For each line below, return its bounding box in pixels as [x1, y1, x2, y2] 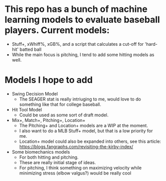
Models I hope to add [4, 75, 93, 86]
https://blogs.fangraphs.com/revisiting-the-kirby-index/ [19, 143, 134, 150]
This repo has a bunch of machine [4, 3, 148, 15]
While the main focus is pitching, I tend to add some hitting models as [11, 51, 155, 58]
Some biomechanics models [11, 149, 70, 155]
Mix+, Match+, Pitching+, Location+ [11, 117, 85, 123]
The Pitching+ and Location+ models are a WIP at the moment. [19, 122, 148, 128]
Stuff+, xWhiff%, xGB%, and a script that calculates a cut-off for [11, 41, 144, 47]
